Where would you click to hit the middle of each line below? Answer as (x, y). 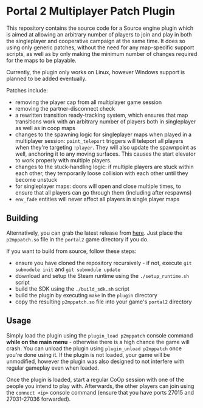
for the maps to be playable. (42, 60)
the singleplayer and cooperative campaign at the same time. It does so (96, 41)
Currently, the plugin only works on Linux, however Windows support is (96, 72)
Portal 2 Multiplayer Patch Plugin (91, 11)
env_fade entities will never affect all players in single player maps (97, 199)
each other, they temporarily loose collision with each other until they (101, 173)
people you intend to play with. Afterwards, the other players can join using (100, 386)
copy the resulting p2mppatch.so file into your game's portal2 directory (103, 302)
